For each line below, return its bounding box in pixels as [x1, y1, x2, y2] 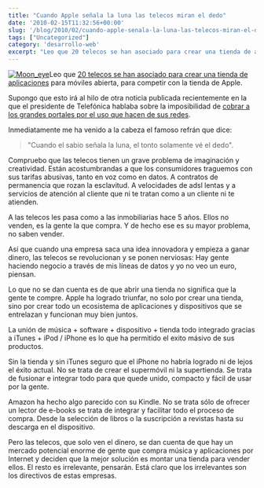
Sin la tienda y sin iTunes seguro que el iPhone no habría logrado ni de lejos [8, 357, 253, 366]
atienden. [8, 197, 39, 207]
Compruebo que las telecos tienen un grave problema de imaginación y [8, 156, 240, 165]
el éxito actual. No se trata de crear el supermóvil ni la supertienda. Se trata [8, 365, 252, 374]
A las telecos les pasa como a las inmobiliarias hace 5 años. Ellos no [8, 213, 229, 222]
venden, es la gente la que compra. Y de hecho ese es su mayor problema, [8, 221, 251, 230]
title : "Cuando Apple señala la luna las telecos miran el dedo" [8, 11, 226, 20]
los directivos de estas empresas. [8, 471, 117, 480]
